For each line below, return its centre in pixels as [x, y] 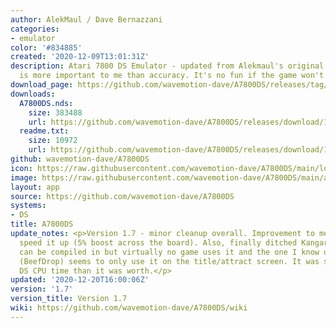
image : [24, 177]
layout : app [35, 187]
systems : [28, 206]
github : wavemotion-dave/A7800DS [80, 159]
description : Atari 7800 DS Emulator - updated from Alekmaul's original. [169, 66]
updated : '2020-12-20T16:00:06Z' [80, 280]
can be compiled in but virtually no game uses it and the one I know [169, 252]
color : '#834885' [46, 47]
